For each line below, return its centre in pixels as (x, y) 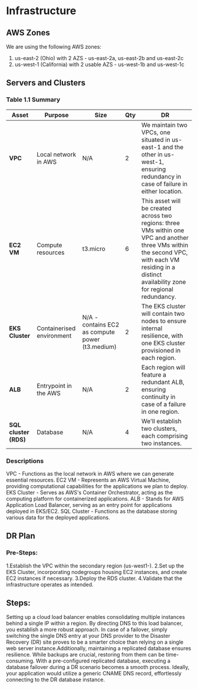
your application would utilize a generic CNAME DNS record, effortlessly (94, 674)
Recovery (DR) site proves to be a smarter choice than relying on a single (95, 642)
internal (152, 328)
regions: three (161, 223)
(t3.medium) (99, 347)
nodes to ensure (164, 321)
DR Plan (21, 536)
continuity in (158, 397)
